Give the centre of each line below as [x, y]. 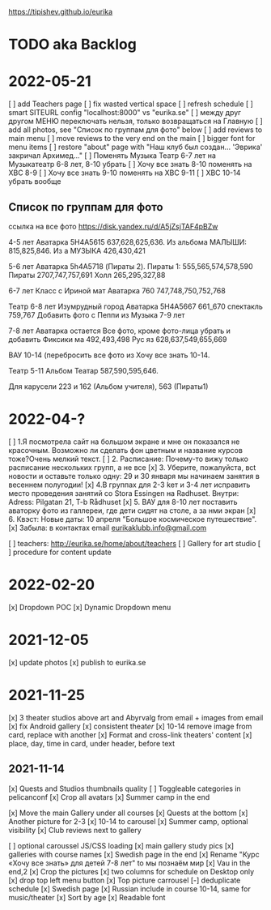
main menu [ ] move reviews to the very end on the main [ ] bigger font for [132, 139]
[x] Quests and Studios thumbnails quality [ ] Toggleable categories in [125, 788]
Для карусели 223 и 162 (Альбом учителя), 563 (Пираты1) [108, 386]
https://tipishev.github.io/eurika [61, 12]
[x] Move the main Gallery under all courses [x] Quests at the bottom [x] [128, 813]
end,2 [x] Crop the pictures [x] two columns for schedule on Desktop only [131, 871]
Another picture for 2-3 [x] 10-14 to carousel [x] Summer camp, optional [128, 821]
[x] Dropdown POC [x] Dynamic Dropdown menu [90, 607]
